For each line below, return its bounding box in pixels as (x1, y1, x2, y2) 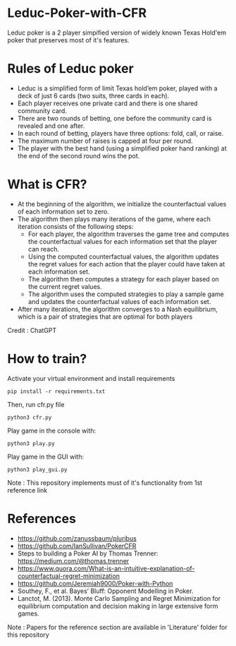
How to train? (7, 351, 87, 367)
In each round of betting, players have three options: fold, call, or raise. (17, 129, 224, 137)
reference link (7, 486, 48, 494)
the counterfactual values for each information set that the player (27, 237, 217, 245)
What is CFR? (7, 177, 87, 192)
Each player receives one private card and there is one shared (17, 99, 199, 107)
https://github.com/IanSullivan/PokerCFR (17, 541, 137, 550)
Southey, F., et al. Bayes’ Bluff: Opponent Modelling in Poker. (17, 587, 194, 595)
